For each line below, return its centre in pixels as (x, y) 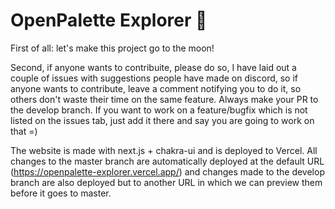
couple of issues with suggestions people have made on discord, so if (154, 78)
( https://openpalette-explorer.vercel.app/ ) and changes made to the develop (167, 171)
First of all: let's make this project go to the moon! (112, 48)
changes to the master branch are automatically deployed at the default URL (167, 161)
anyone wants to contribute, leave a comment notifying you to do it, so (156, 88)
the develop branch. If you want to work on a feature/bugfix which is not (159, 110)
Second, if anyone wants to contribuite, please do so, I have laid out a (153, 67)
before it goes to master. (61, 193)
